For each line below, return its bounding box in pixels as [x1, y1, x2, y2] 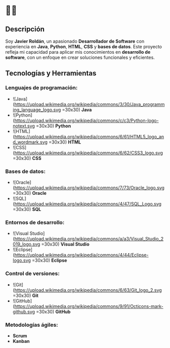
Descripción [5, 25, 45, 33]
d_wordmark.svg [12, 139, 48, 145]
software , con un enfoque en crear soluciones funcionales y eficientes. [5, 54, 155, 60]
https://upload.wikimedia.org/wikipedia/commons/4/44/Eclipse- [14, 252, 149, 258]
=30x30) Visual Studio [41, 241, 90, 248]
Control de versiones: [5, 270, 60, 277]
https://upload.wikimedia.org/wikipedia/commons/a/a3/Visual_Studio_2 [14, 236, 164, 242]
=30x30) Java [62, 107, 92, 113]
